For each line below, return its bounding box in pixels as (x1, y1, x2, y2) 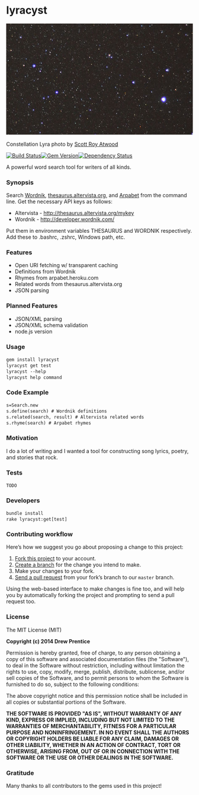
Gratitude (6, 768, 34, 777)
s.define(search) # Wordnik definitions (6, 408, 108, 415)
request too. (6, 598, 36, 605)
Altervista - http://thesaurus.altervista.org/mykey (14, 210, 134, 217)
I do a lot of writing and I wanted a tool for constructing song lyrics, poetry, (6, 447, 189, 454)
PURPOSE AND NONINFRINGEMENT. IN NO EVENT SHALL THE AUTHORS (6, 729, 190, 736)
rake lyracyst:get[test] (6, 517, 68, 522)
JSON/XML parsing (14, 315, 62, 322)
